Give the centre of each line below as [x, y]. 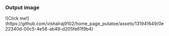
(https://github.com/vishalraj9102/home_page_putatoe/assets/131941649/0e [84, 23]
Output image [22, 7]
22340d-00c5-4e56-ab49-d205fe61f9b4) [49, 29]
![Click [12, 18]
